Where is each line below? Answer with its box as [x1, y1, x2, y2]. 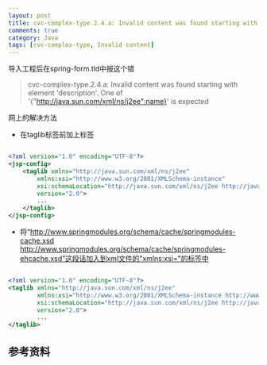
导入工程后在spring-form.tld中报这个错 [8, 64, 135, 74]
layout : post [8, 11, 52, 20]
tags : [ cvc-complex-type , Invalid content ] [8, 41, 155, 49]
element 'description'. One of [27, 88, 123, 98]
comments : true [8, 26, 59, 34]
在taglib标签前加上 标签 [19, 130, 95, 140]
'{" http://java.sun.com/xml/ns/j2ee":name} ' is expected [27, 97, 209, 106]
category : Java [8, 33, 59, 42]
